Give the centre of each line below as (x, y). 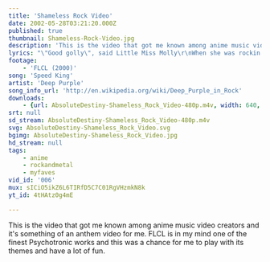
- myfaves (39, 173)
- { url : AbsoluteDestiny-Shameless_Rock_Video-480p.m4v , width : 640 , (142, 105)
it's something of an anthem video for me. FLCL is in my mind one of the (128, 233)
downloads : (27, 98)
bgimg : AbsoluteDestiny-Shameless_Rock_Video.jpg (93, 135)
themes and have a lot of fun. (57, 251)
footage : (23, 61)
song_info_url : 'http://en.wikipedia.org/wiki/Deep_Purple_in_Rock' (125, 90)
